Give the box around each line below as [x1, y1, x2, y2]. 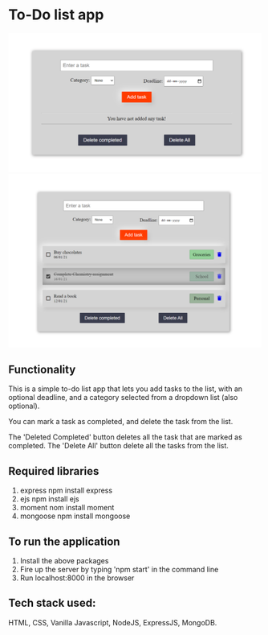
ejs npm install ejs [19, 494, 79, 504]
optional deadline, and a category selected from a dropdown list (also [8, 393, 238, 402]
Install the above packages [19, 556, 109, 565]
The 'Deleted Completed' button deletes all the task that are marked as [8, 432, 242, 442]
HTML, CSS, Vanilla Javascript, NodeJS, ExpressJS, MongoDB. [8, 617, 217, 627]
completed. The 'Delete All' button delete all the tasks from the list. [8, 441, 229, 451]
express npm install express [19, 485, 113, 496]
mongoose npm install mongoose [19, 511, 131, 521]
